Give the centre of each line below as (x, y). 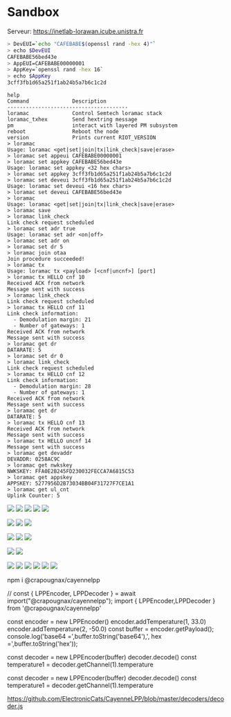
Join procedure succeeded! (46, 259)
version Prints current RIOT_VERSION (82, 138)
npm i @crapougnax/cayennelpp (54, 580)
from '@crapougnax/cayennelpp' (54, 608)
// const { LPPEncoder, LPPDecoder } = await (72, 594)
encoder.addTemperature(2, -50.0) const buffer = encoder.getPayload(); (111, 629)
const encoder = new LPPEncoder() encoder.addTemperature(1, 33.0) (107, 622)
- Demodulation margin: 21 (52, 320)
